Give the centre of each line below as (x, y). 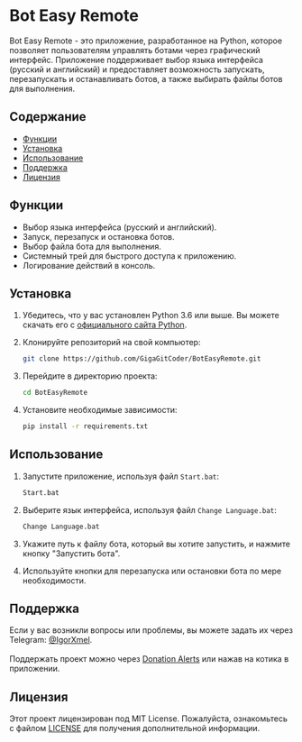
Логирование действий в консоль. (89, 265)
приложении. (35, 669)
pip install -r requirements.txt (85, 426)
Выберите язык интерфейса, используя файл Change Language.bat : (150, 509)
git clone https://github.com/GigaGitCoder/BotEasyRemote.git (142, 359)
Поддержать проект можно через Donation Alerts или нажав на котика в (149, 659)
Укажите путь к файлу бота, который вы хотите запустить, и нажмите (156, 544)
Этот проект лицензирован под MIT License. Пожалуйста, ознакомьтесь (149, 719)
